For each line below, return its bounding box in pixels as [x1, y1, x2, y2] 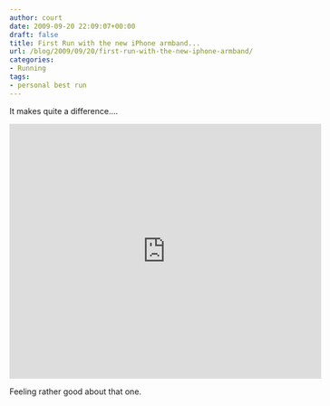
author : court [9, 13, 63, 23]
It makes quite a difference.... [9, 105, 119, 116]
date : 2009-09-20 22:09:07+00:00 [9, 22, 136, 31]
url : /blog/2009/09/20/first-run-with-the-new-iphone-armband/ [9, 47, 254, 56]
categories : [9, 55, 54, 64]
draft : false [9, 30, 59, 39]
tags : [9, 72, 30, 82]
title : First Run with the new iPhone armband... [9, 38, 201, 48]
